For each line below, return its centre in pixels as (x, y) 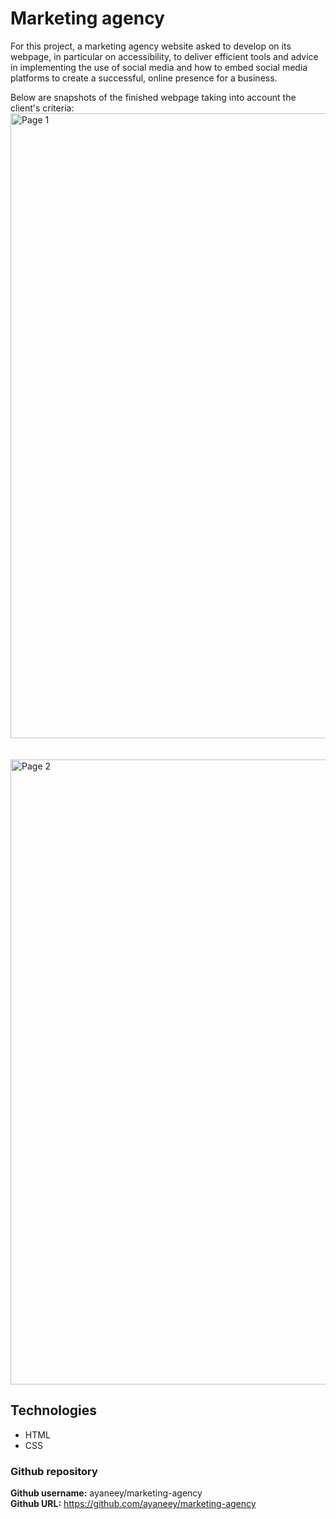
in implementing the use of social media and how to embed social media (159, 67)
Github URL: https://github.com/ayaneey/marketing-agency (133, 1504)
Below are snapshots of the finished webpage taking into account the (153, 97)
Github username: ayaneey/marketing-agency (106, 1493)
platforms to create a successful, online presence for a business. (144, 78)
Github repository (54, 1471)
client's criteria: (42, 108)
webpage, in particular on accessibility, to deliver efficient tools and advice (164, 56)
